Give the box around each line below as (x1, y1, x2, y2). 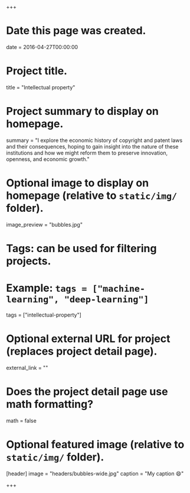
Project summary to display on (6, 105, 159, 118)
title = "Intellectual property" (6, 83, 76, 91)
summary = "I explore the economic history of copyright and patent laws (6, 137, 183, 144)
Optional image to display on (6, 176, 149, 189)
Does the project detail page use (6, 385, 168, 398)
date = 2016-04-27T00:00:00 (6, 43, 78, 50)
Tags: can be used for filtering (6, 241, 157, 255)
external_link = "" (6, 364, 48, 371)
